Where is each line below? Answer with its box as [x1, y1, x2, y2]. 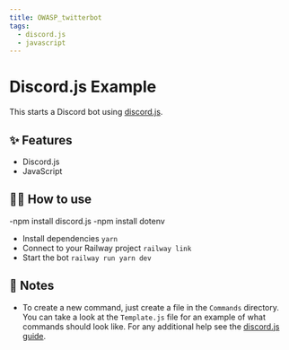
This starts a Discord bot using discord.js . [9, 107, 163, 118]
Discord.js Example [9, 77, 157, 97]
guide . [22, 330, 47, 341]
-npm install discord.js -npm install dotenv [9, 215, 166, 226]
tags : [9, 22, 30, 31]
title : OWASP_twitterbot [9, 13, 102, 22]
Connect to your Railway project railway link [22, 242, 192, 253]
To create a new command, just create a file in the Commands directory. [22, 302, 280, 312]
